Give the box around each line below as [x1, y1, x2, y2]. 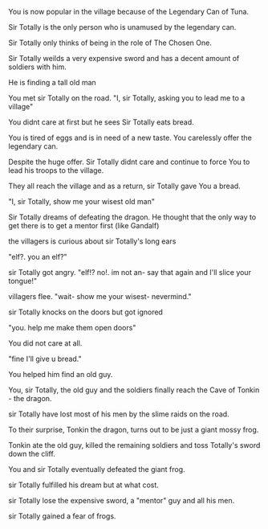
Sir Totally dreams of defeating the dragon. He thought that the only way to [8, 212, 257, 222]
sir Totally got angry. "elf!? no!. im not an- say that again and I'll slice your [8, 268, 251, 277]
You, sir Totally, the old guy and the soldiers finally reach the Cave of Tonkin [8, 385, 260, 395]
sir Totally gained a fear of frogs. [8, 511, 116, 521]
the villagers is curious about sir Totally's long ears [8, 236, 177, 246]
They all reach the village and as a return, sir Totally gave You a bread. [8, 181, 241, 191]
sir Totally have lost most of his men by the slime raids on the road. [8, 409, 230, 419]
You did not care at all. [8, 338, 83, 348]
